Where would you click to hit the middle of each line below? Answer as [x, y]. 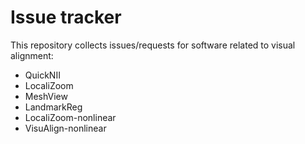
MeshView [46, 96]
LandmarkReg [53, 107]
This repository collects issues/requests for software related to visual [153, 45]
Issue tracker [66, 17]
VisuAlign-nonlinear [65, 128]
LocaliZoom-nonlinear [70, 117]
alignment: [32, 55]
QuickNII [42, 75]
